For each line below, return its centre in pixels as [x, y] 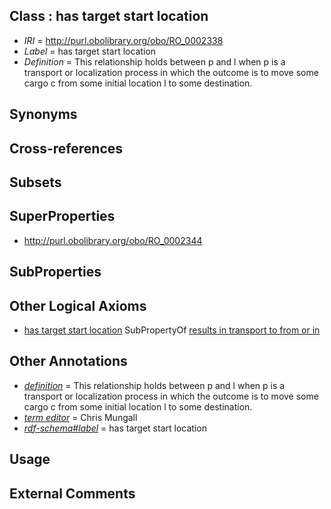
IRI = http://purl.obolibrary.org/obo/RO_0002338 [123, 40]
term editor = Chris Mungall [80, 417]
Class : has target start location [109, 16]
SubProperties [55, 272]
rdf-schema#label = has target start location [115, 428]
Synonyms [43, 114]
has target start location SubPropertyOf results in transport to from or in [172, 330]
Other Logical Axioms [78, 305]
